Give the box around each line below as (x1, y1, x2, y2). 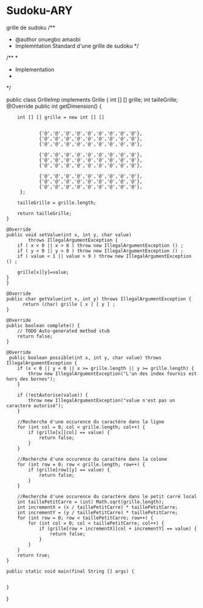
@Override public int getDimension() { (6, 102, 102, 110)
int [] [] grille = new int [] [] (17, 114, 105, 120)
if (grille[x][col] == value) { (28, 429, 111, 435)
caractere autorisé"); (6, 402, 64, 409)
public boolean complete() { (6, 322, 80, 328)
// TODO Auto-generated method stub (17, 328, 111, 334)
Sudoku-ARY (6, 4, 73, 18)
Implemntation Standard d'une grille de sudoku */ (15, 42, 139, 49)
